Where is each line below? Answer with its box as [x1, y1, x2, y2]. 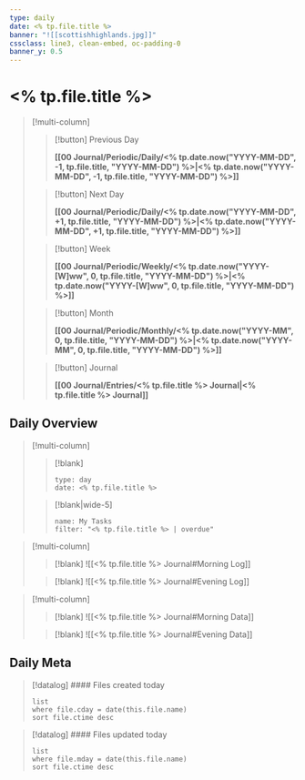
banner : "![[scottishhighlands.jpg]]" [9, 30, 157, 39]
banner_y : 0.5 [9, 47, 64, 56]
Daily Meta [9, 655, 72, 671]
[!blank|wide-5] [54, 499, 113, 510]
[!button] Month [54, 308, 114, 319]
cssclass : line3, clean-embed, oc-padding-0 [9, 38, 181, 48]
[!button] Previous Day [54, 134, 139, 146]
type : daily [9, 13, 55, 23]
